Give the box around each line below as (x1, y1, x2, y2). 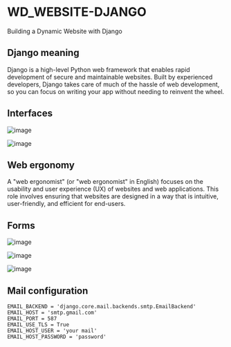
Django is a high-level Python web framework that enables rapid (7, 65, 190, 73)
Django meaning (7, 47, 80, 59)
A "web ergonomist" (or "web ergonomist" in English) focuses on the (7, 178, 204, 186)
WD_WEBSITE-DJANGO (7, 4, 147, 20)
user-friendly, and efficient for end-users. (7, 200, 126, 208)
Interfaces (7, 108, 53, 120)
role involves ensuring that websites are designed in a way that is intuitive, (7, 192, 219, 200)
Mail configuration (7, 285, 89, 297)
